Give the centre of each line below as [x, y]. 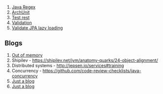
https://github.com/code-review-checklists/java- [92, 70]
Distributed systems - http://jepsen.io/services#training [68, 65]
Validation [22, 23]
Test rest [21, 17]
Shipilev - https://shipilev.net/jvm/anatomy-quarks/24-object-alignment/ [85, 60]
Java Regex [24, 7]
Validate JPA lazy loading [37, 28]
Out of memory [27, 55]
